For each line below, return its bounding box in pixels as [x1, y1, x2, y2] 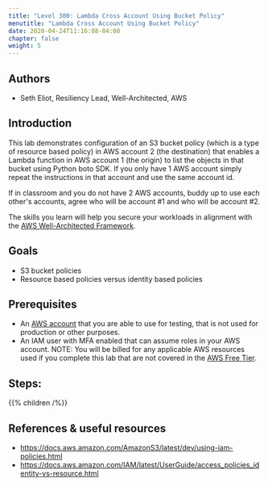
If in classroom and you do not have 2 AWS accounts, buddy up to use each [8, 187, 260, 198]
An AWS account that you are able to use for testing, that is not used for [19, 319, 259, 329]
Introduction [8, 116, 72, 130]
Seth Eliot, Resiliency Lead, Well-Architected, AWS [19, 93, 188, 103]
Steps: [8, 376, 42, 390]
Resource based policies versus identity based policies [19, 274, 203, 283]
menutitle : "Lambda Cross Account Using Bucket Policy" [8, 19, 200, 27]
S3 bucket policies [19, 266, 82, 275]
